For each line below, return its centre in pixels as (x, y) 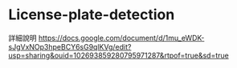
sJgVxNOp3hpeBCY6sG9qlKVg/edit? (70, 46)
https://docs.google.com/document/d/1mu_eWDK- (121, 38)
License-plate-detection (92, 15)
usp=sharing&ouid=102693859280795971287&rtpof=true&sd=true (118, 55)
